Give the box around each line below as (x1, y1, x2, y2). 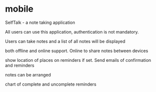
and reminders (5, 62, 35, 68)
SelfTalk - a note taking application (5, 19, 75, 25)
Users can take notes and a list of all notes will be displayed (5, 38, 126, 44)
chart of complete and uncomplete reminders (5, 81, 97, 87)
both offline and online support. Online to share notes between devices (5, 48, 148, 54)
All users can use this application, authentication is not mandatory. (5, 29, 139, 35)
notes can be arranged (5, 72, 51, 77)
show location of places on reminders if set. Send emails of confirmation (5, 57, 152, 63)
